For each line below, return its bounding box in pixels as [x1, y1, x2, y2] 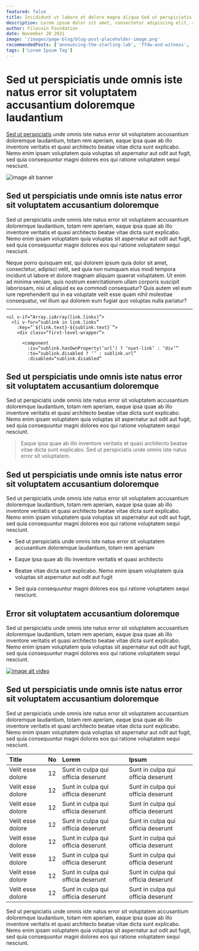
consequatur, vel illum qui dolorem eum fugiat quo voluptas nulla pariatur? [6, 297, 187, 304]
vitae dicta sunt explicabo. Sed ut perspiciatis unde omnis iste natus [20, 446, 187, 454]
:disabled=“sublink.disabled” [27, 355, 102, 361]
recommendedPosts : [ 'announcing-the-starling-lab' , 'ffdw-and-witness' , [6, 42, 190, 48]
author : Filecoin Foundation [6, 25, 78, 32]
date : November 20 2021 [6, 31, 65, 37]
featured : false [6, 8, 46, 15]
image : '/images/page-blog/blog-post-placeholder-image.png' [6, 36, 161, 42]
